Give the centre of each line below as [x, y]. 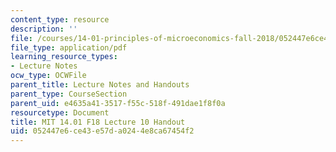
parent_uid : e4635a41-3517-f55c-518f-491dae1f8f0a [118, 103]
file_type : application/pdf [69, 47]
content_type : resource [60, 19]
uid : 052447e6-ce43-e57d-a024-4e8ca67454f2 [102, 131]
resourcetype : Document [60, 112]
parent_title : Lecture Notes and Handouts [100, 85]
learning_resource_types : [64, 57]
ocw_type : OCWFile [48, 76]
